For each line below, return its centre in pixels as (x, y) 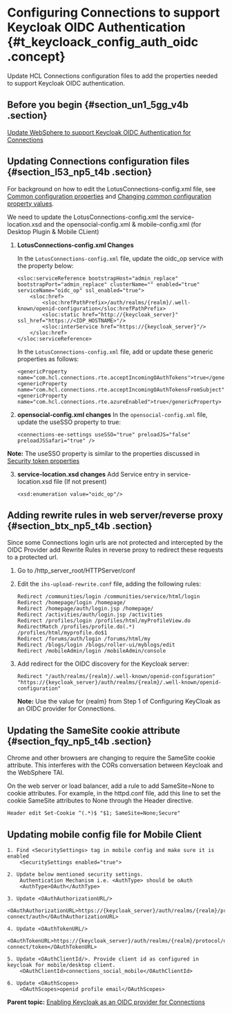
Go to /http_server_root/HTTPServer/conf (76, 570)
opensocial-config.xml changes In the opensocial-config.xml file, (112, 414)
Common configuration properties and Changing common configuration (109, 196)
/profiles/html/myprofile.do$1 (62, 633)
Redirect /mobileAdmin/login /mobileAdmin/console (91, 651)
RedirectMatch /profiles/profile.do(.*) (76, 627)
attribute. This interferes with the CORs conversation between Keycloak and (115, 765)
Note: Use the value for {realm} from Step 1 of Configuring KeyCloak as (119, 702)
